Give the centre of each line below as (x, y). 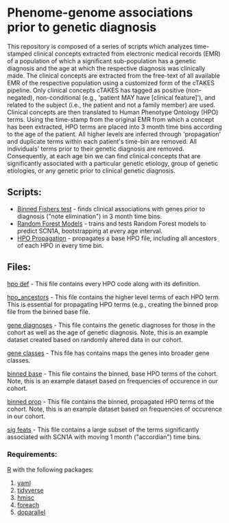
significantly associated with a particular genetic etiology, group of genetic (113, 163)
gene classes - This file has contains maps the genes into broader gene (108, 353)
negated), (21, 97)
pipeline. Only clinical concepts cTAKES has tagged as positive (96, 90)
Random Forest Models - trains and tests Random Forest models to (111, 223)
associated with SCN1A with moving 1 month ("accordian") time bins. (104, 437)
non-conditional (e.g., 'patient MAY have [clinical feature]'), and (126, 97)
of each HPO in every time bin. (60, 245)
